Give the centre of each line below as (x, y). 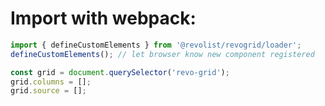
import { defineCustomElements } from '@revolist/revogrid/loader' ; (156, 45)
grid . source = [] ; (48, 91)
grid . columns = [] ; (51, 82)
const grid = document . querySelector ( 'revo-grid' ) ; (120, 72)
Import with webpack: (103, 18)
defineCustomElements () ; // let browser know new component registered (162, 54)
